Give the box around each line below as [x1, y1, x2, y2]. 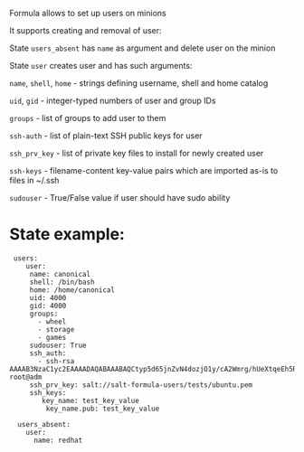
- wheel [37, 316, 67, 326]
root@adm [9, 372, 43, 381]
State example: [9, 224, 125, 245]
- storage [37, 325, 75, 334]
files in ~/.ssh [9, 175, 60, 185]
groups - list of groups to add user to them [9, 113, 166, 123]
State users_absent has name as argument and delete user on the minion [9, 42, 276, 53]
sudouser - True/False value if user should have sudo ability [9, 193, 231, 202]
